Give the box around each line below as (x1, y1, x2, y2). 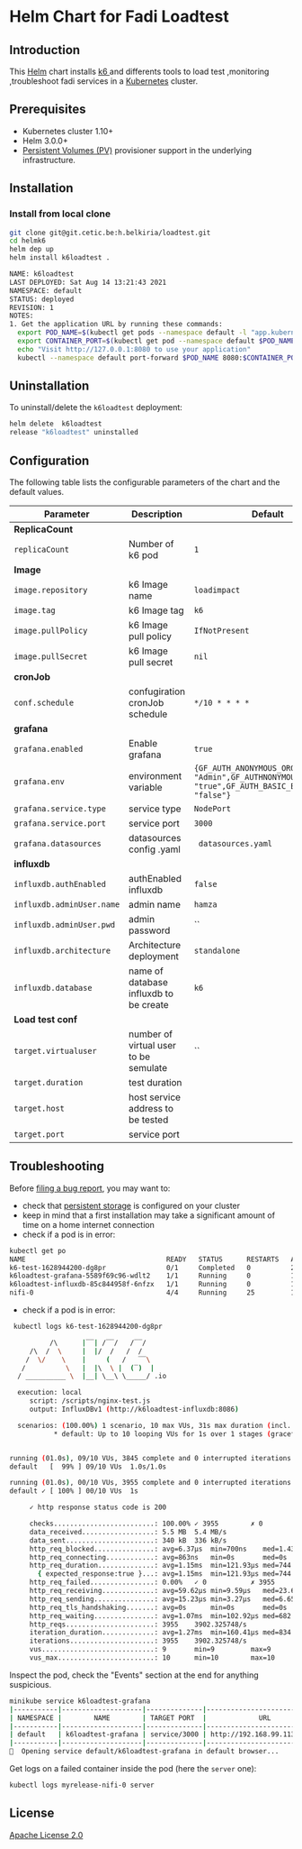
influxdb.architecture (13, 946, 111, 956)
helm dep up (9, 245, 54, 254)
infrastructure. (22, 154, 76, 165)
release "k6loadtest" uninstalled (9, 428, 139, 437)
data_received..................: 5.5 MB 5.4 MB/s (29, 1527, 227, 1536)
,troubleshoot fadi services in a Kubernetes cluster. (9, 76, 199, 87)
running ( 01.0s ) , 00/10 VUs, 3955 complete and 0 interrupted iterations (9, 1478, 292, 1487)
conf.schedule (13, 698, 75, 708)
